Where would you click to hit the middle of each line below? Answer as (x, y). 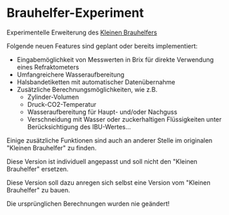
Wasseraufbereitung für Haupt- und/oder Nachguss (102, 112)
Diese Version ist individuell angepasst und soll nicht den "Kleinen (102, 161)
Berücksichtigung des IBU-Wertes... (79, 126)
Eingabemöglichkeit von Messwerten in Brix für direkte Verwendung (115, 59)
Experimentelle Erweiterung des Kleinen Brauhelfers (82, 32)
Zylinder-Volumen (53, 97)
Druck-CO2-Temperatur (61, 104)
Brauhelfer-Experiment (76, 13)
